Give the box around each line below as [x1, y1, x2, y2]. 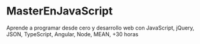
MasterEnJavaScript [6, 4, 113, 18]
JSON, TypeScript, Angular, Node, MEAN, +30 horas [6, 30, 139, 37]
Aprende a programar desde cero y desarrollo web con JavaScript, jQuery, [6, 24, 194, 31]
